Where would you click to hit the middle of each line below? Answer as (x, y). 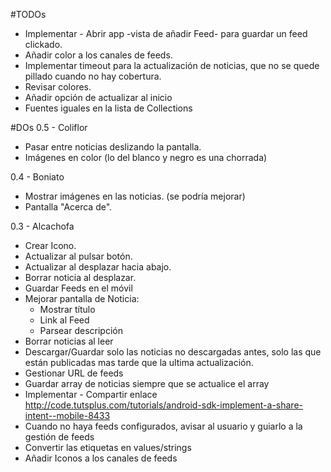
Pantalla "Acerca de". (68, 207)
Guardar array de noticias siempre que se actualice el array (147, 383)
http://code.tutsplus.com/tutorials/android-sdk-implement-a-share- (164, 405)
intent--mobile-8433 (67, 415)
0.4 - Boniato (37, 177)
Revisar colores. (58, 87)
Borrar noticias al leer (69, 341)
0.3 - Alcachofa (42, 226)
